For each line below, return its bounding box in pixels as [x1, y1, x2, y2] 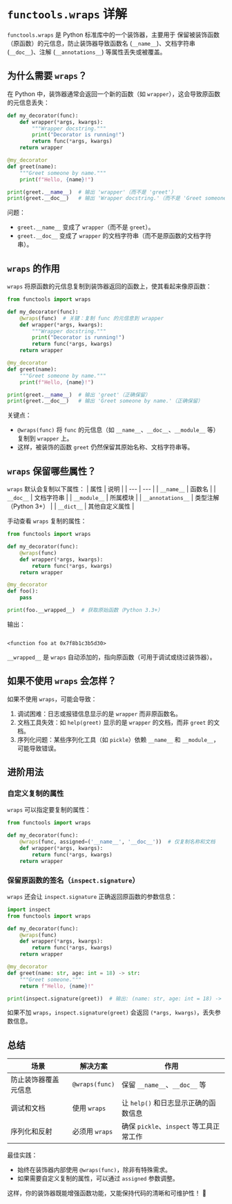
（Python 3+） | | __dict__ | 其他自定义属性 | [7, 502, 135, 510]
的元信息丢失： [7, 98, 50, 106]
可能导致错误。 [17, 744, 60, 752]
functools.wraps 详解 [7, 6, 128, 22]
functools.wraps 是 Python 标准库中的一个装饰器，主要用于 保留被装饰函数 [7, 30, 220, 39]
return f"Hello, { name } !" [19, 983, 95, 990]
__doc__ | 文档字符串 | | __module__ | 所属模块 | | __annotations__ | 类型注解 [7, 494, 220, 502]
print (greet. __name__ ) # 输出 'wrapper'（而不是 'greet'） [7, 188, 177, 196]
